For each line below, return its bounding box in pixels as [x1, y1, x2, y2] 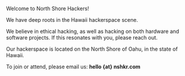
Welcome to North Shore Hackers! [6, 5, 90, 12]
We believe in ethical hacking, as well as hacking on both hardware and [6, 28, 180, 35]
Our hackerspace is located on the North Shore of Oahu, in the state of [6, 45, 178, 52]
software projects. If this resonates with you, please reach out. [6, 34, 158, 41]
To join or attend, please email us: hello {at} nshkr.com [6, 63, 141, 70]
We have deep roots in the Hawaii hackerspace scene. [6, 16, 138, 23]
